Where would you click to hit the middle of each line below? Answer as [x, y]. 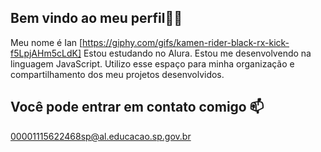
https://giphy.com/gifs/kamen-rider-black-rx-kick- [186, 42]
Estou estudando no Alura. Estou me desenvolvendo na [197, 53]
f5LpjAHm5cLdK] [46, 53]
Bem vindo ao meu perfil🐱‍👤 [96, 18]
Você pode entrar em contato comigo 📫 [137, 107]
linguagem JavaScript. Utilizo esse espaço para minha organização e [152, 63]
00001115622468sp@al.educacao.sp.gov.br [101, 136]
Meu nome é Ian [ [46, 42]
